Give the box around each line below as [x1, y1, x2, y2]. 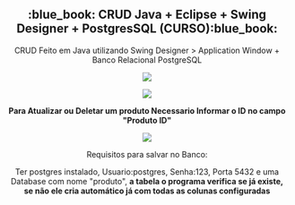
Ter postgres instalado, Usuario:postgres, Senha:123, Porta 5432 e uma [14, 166, 280, 177]
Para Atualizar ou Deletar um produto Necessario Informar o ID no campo [8, 105, 286, 115]
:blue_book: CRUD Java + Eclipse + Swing [27, 7, 267, 22]
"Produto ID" [122, 115, 172, 125]
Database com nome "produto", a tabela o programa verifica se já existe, [11, 175, 283, 186]
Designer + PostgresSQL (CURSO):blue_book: [16, 21, 278, 37]
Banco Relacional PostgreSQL [91, 54, 203, 65]
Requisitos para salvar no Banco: [86, 149, 208, 159]
